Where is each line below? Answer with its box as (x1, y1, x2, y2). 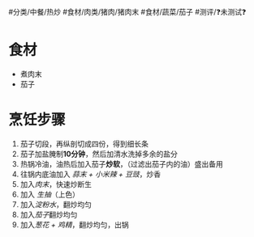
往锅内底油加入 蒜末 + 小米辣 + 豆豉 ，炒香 (19, 169, 161, 179)
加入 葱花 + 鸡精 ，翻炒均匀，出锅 (19, 219, 129, 229)
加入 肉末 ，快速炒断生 (19, 179, 92, 188)
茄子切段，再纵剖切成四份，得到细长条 (19, 138, 149, 148)
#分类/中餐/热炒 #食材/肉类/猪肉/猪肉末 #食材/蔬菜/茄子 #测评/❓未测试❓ (8, 7, 247, 16)
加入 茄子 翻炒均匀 (19, 209, 78, 219)
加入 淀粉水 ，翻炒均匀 (19, 199, 92, 209)
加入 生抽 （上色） (19, 189, 80, 199)
